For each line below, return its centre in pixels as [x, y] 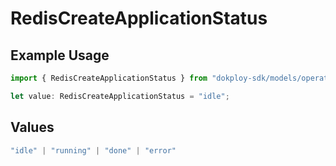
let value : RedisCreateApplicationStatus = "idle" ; [120, 96]
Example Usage [60, 55]
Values [32, 127]
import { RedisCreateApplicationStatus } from [109, 78]
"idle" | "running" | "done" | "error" [93, 150]
